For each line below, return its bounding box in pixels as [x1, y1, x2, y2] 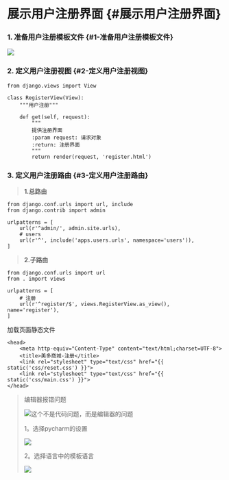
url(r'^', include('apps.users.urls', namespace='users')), [19, 237, 195, 244]
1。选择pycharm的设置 [23, 425, 88, 433]
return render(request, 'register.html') [32, 153, 152, 160]
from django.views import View [7, 82, 97, 89]
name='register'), [7, 307, 60, 314]
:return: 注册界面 [32, 141, 80, 148]
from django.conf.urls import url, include [7, 201, 134, 208]
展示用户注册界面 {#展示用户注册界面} [7, 6, 221, 22]
